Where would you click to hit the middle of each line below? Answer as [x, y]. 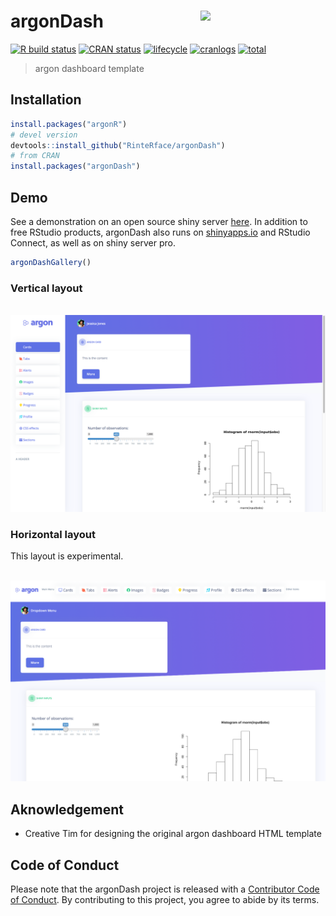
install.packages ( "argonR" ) [69, 124]
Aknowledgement [67, 809]
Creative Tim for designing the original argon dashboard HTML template [173, 834]
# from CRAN [35, 156]
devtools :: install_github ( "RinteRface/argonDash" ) [118, 145]
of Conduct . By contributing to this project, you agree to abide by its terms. [165, 899]
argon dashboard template [89, 68]
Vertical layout [46, 288]
